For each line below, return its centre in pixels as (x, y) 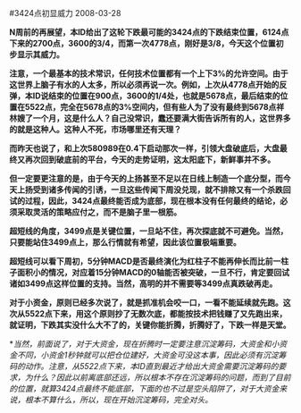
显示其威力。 (40, 55)
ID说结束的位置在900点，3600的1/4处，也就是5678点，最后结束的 (156, 96)
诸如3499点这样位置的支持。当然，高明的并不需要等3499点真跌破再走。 (143, 283)
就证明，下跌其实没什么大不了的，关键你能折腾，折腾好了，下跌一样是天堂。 (150, 325)
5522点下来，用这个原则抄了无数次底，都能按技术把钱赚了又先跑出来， (156, 314)
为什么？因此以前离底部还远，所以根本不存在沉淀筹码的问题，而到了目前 (158, 377)
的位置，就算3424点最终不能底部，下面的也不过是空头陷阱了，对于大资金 (144, 388)
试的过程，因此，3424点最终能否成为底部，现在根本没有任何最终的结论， (145, 201)
